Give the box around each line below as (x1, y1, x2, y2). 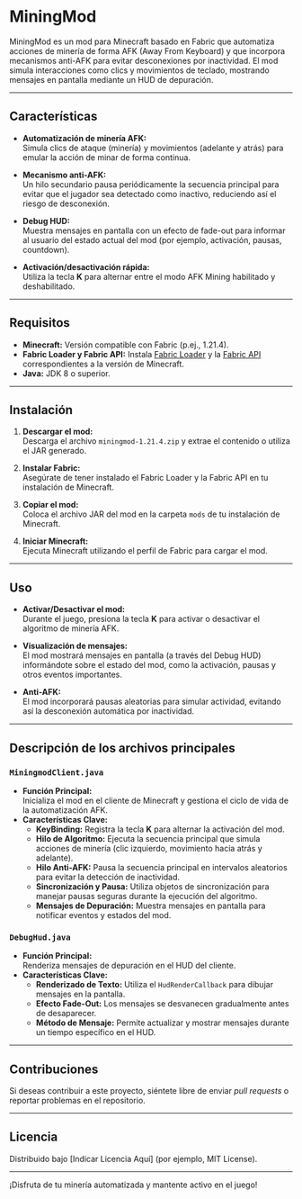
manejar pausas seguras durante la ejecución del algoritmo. (35, 890, 258, 901)
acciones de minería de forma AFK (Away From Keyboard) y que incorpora (9, 45, 286, 56)
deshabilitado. (22, 281, 75, 292)
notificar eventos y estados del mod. (35, 909, 172, 920)
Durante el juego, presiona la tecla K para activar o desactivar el (22, 614, 261, 625)
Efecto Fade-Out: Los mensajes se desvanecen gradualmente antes (35, 998, 289, 1009)
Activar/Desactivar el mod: (22, 604, 126, 615)
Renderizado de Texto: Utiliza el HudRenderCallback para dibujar (35, 979, 274, 990)
